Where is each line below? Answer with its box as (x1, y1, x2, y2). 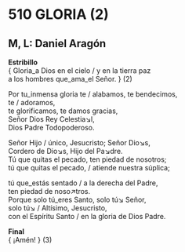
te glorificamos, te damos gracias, (8, 106, 118, 115)
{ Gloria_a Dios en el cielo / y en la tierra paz (8, 66, 151, 75)
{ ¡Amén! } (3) (8, 236, 53, 244)
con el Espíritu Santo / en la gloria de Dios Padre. (8, 212, 166, 221)
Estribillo (8, 57, 38, 67)
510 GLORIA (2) (8, 5, 110, 24)
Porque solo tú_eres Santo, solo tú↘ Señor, (8, 195, 147, 204)
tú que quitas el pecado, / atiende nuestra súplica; (8, 163, 170, 172)
